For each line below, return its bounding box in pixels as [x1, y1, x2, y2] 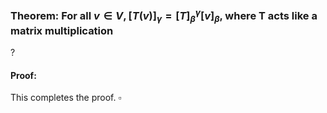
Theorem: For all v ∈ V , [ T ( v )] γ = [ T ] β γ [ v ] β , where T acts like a [10, 7, 318, 25]
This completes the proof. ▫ [10, 92, 122, 104]
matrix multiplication [10, 23, 114, 37]
